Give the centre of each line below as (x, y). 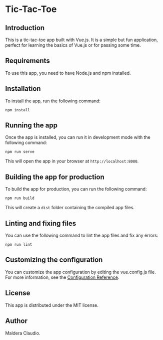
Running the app (31, 126)
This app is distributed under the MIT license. (52, 305)
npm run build (20, 198)
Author (16, 321)
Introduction (25, 28)
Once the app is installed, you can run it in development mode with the (78, 137)
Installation (23, 89)
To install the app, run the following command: (53, 101)
